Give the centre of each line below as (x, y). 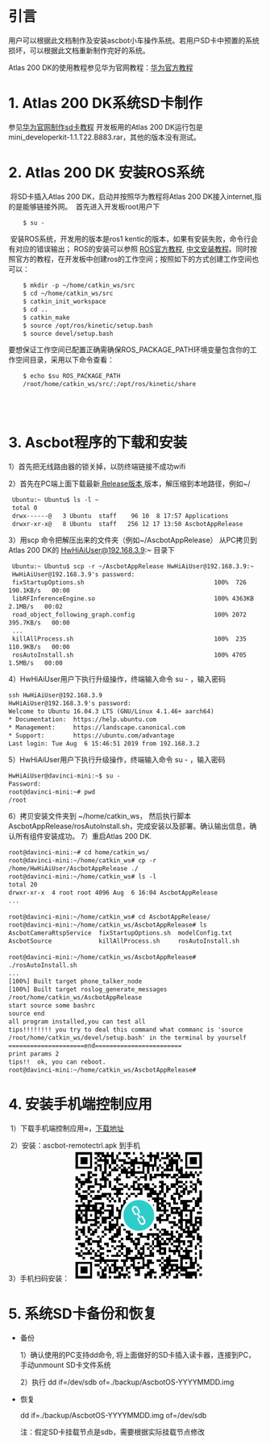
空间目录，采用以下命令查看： (64, 359)
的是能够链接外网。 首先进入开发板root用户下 (84, 206)
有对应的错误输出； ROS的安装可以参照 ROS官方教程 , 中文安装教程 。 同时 (129, 249)
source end (27, 1013)
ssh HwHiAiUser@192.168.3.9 (56, 695)
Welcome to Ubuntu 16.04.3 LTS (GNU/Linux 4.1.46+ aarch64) (112, 711)
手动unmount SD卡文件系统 (65, 1365)
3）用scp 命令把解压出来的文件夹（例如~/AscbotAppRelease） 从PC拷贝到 (133, 540)
